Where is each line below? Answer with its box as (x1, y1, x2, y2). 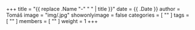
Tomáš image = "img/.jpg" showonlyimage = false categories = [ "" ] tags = (6, 12, 190, 18)
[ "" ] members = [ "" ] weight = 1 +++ (6, 18, 99, 24)
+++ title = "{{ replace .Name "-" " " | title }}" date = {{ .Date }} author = (6, 6, 180, 12)
